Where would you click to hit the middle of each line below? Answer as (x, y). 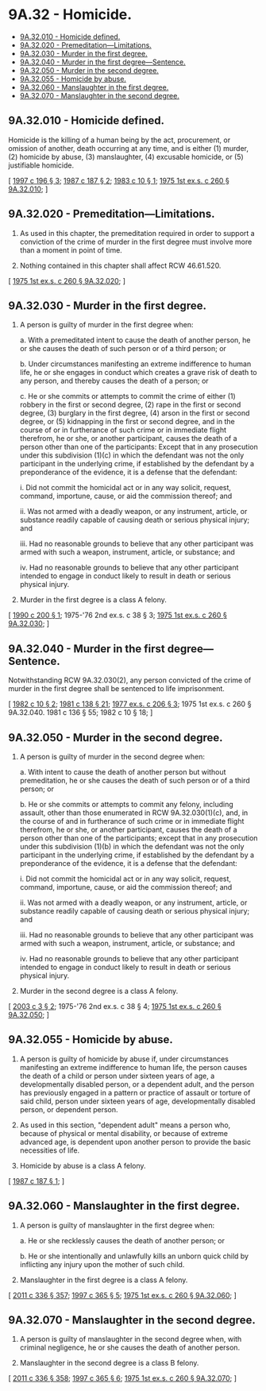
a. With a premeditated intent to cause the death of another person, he (135, 340)
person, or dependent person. (69, 1109)
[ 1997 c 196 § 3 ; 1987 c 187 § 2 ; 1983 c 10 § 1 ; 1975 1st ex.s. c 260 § (119, 180)
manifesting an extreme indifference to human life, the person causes (133, 1067)
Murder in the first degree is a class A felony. (93, 600)
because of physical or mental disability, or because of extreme (124, 1133)
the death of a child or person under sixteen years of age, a (117, 1076)
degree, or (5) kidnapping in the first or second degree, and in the (127, 422)
